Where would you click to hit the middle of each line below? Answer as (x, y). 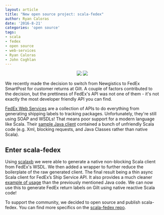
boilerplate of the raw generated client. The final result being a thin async (79, 172)
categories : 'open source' (33, 28)
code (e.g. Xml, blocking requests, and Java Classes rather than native (76, 129)
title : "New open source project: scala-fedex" (55, 14)
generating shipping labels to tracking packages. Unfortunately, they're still (81, 114)
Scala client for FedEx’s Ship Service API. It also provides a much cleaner (79, 177)
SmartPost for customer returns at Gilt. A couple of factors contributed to (79, 89)
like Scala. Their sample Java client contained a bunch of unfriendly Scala (80, 124)
